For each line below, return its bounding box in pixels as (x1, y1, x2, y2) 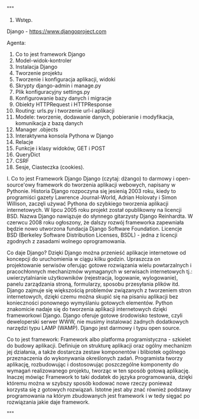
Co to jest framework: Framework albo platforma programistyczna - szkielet (6, 336, 191, 343)
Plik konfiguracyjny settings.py (15, 89, 90, 95)
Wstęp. (15, 17, 33, 23)
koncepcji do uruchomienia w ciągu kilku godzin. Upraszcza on (6, 256, 161, 262)
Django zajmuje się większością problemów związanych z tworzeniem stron (6, 287, 191, 294)
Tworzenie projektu (15, 70, 63, 76)
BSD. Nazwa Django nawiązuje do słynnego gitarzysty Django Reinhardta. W (6, 212, 193, 220)
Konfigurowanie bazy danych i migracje (15, 94, 112, 102)
